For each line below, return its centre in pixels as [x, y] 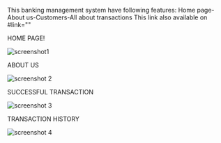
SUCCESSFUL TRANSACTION [51, 92]
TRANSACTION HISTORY [44, 119]
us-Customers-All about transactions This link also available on [117, 17]
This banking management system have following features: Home [101, 10]
